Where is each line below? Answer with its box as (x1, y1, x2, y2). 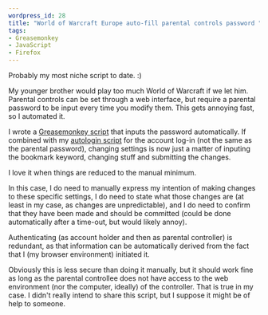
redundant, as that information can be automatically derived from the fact (8, 241, 250, 250)
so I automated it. (8, 112, 65, 120)
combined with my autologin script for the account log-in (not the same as (8, 136, 253, 144)
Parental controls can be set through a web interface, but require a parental (8, 95, 256, 104)
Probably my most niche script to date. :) (8, 71, 142, 80)
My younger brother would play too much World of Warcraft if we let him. (8, 86, 249, 96)
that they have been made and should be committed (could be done (8, 209, 231, 218)
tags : (8, 26, 26, 34)
